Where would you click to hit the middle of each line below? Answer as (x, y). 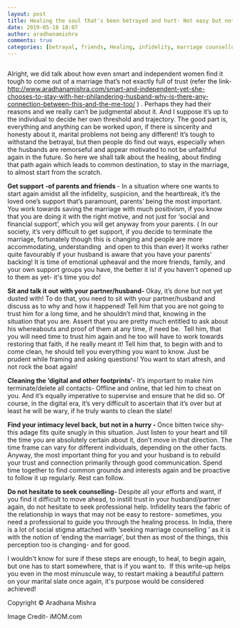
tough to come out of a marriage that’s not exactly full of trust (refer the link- (120, 81)
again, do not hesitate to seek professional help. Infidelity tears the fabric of (119, 507)
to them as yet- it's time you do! (54, 277)
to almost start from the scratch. (55, 172)
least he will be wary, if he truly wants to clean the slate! (90, 411)
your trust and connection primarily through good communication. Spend (115, 462)
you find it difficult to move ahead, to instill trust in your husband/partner (114, 499)
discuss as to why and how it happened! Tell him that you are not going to (116, 306)
